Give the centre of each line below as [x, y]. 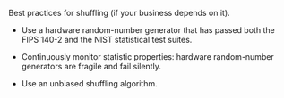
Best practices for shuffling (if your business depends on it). [119, 13]
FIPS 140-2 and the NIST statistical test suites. [107, 40]
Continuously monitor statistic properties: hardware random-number [147, 57]
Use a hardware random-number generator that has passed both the [148, 30]
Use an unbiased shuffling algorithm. [89, 83]
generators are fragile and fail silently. [91, 66]
